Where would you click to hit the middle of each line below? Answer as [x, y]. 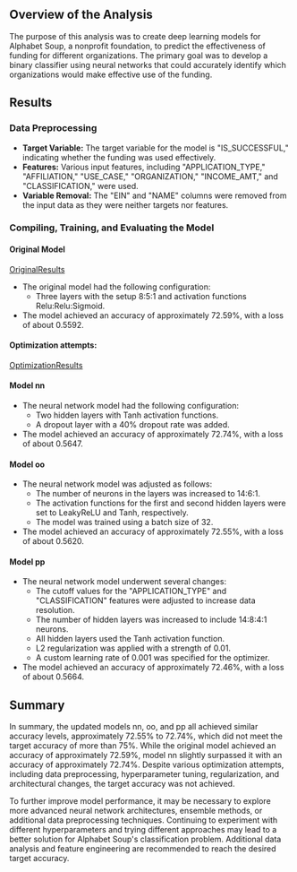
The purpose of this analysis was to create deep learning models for [135, 36]
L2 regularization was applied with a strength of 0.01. [133, 648]
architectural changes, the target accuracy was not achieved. [122, 784]
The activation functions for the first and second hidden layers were [161, 503]
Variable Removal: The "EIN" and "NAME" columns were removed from [154, 195]
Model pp [27, 561]
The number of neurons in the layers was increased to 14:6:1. [148, 494]
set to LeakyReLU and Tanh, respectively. [112, 513]
